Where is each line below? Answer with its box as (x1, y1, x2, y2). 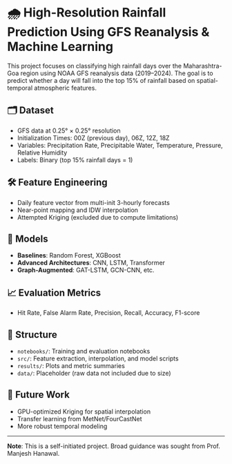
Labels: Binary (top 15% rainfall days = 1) (17, 155, 133, 164)
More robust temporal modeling (17, 422, 108, 430)
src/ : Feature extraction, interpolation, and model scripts (17, 354, 179, 362)
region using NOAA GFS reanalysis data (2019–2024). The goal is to (20, 69, 213, 77)
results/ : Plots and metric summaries (17, 362, 126, 369)
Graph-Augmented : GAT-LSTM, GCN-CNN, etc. (17, 266, 155, 274)
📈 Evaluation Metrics (7, 287, 101, 298)
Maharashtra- (182, 61, 222, 70)
